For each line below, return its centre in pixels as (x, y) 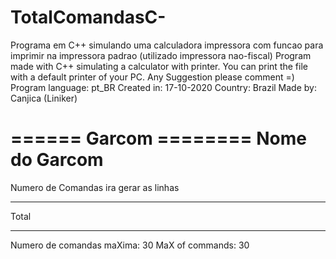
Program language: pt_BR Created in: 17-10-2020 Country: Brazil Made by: (163, 87)
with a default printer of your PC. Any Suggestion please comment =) (152, 77)
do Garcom (57, 160)
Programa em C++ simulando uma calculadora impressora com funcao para (167, 45)
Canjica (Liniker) (44, 98)
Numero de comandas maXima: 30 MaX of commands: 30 (130, 245)
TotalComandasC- (88, 17)
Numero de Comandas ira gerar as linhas (95, 187)
